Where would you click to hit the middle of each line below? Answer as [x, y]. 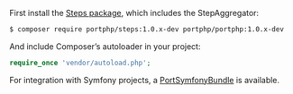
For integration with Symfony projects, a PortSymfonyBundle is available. [145, 80]
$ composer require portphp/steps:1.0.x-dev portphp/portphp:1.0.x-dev [146, 30]
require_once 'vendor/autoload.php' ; [80, 63]
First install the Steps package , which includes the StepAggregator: [134, 13]
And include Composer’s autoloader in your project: [105, 46]
